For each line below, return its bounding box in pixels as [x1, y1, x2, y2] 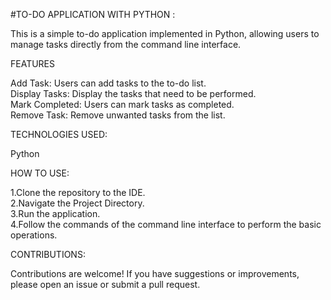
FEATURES [10, 58, 56, 69]
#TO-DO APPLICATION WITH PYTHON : [10, 9, 176, 20]
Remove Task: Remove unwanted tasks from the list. [10, 109, 226, 121]
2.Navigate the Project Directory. [10, 197, 145, 209]
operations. [10, 229, 58, 241]
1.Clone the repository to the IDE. [10, 187, 146, 198]
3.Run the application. [10, 208, 101, 219]
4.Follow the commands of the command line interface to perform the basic [10, 219, 322, 230]
